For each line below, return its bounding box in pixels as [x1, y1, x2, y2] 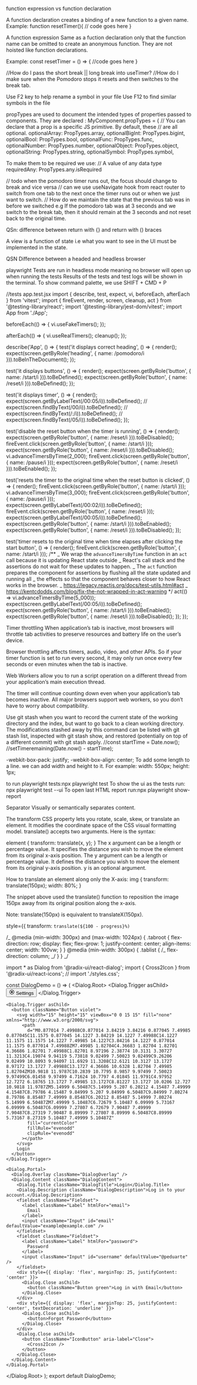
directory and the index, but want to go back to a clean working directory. [6, 720, 185, 727]
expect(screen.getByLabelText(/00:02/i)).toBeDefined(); [6, 502, 142, 508]
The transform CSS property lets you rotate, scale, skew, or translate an [6, 816, 180, 822]
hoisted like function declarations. [6, 46, 88, 54]
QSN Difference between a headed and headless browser [6, 255, 146, 262]
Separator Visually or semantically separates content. [6, 804, 136, 811]
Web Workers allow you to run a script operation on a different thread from [6, 672, 187, 679]
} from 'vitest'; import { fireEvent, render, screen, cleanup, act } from [6, 297, 172, 303]
